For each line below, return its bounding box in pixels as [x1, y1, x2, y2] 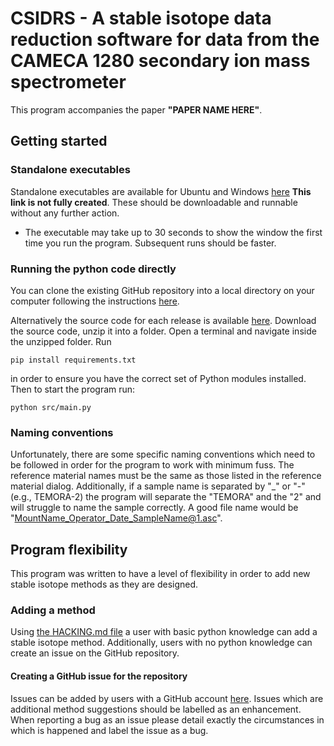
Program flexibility [10, 541, 128, 558]
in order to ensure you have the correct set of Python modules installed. [10, 372, 307, 384]
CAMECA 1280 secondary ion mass [10, 50, 311, 72]
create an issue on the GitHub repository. [10, 647, 180, 659]
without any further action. [10, 207, 120, 219]
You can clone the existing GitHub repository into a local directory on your [10, 284, 315, 296]
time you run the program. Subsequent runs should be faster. [24, 237, 277, 249]
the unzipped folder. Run [10, 335, 112, 347]
